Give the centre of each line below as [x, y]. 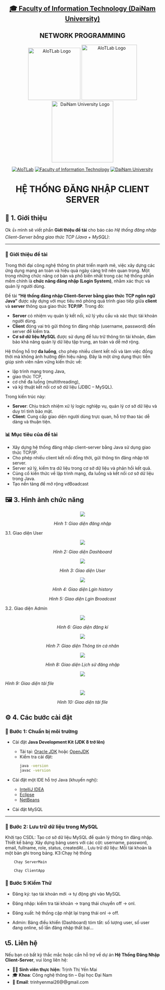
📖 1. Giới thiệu [26, 218]
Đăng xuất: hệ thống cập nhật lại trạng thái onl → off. [66, 913]
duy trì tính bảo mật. [32, 411]
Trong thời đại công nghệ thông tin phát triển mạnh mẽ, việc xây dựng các [80, 265]
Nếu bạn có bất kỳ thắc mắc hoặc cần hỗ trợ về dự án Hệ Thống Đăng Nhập [82, 955]
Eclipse [27, 795]
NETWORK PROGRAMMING [82, 36]
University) [82, 19]
